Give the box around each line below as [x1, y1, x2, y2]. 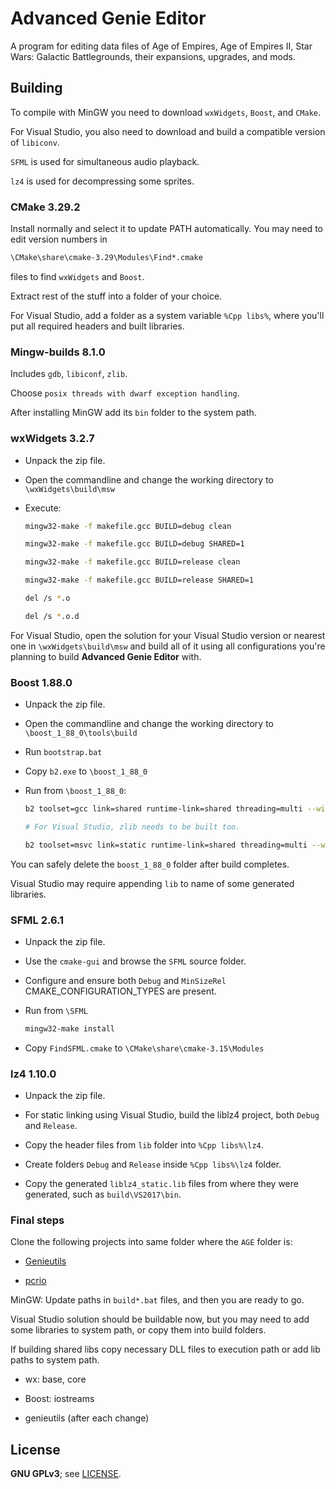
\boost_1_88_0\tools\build [24, 728, 138, 739]
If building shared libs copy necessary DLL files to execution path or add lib [10, 1343, 321, 1356]
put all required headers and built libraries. [10, 320, 185, 332]
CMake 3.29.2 [10, 200, 81, 214]
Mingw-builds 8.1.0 [10, 345, 106, 359]
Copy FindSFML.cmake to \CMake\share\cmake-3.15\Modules [24, 1042, 265, 1054]
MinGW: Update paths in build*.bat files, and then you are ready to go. [10, 1294, 305, 1306]
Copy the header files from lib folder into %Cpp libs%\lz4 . [24, 1139, 264, 1151]
